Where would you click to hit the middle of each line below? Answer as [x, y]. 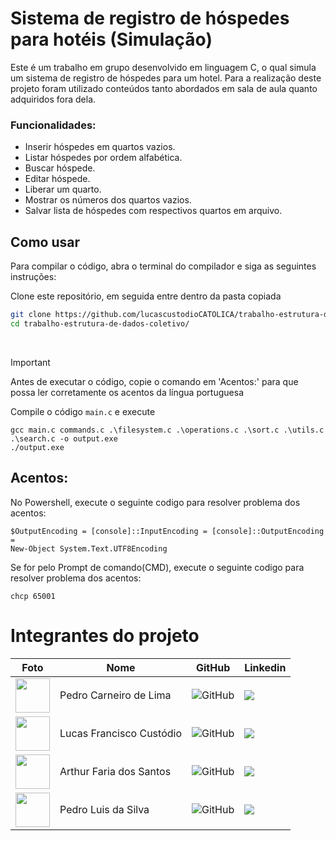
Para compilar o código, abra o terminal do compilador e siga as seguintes [163, 266]
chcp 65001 [33, 596]
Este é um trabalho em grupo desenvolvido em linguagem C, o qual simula [163, 67]
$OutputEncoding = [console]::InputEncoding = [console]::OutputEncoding [167, 531]
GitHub [213, 667]
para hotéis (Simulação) [111, 39]
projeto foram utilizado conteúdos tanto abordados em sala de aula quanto [164, 88]
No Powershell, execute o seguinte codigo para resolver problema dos [155, 502]
